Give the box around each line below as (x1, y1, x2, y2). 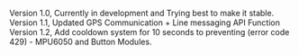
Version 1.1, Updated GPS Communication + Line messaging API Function (9, 17, 281, 28)
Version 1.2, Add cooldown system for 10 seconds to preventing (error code (9, 27, 290, 37)
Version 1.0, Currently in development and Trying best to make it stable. (9, 8, 275, 18)
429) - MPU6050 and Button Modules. (9, 36, 152, 47)
